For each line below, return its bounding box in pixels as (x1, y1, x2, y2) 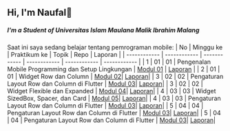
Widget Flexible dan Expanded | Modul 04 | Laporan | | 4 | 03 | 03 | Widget (7, 87, 216, 95)
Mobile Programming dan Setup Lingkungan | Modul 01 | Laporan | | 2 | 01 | (7, 65, 220, 73)
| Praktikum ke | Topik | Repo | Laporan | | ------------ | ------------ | (7, 51, 202, 59)
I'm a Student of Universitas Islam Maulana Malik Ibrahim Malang (7, 25, 200, 34)
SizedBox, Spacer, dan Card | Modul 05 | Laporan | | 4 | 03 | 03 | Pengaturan (7, 94, 222, 103)
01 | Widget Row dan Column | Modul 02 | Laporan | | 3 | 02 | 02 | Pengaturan (7, 73, 224, 81)
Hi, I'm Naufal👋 (7, 7, 72, 19)
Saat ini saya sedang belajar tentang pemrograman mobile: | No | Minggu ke (7, 43, 223, 51)
